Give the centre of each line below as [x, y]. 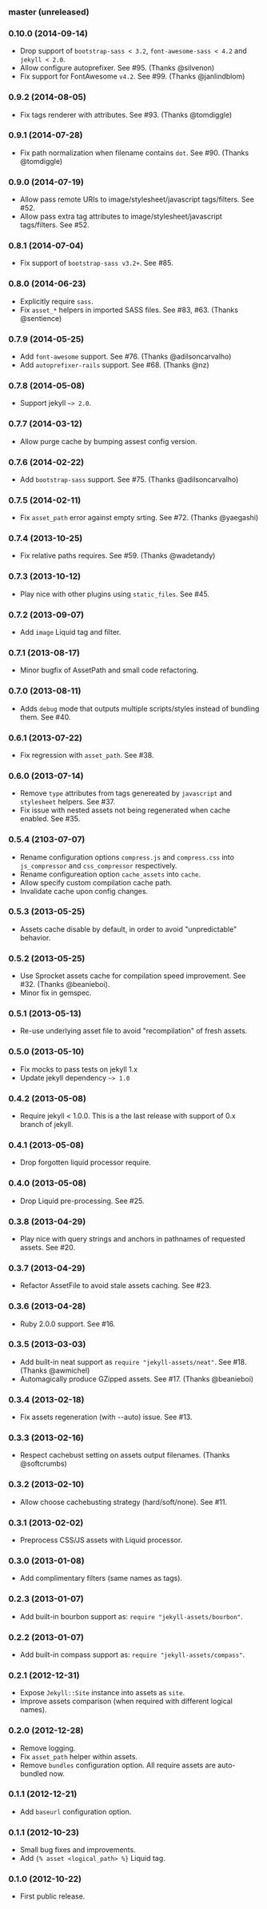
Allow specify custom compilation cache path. [96, 882]
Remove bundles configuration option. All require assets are [118, 1765]
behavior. [35, 937]
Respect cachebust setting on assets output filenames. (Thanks [125, 1455]
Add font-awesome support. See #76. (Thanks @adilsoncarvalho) [126, 356]
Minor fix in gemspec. [56, 993]
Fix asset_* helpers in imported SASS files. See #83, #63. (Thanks [129, 310]
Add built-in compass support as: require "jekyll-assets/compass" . [132, 1654]
